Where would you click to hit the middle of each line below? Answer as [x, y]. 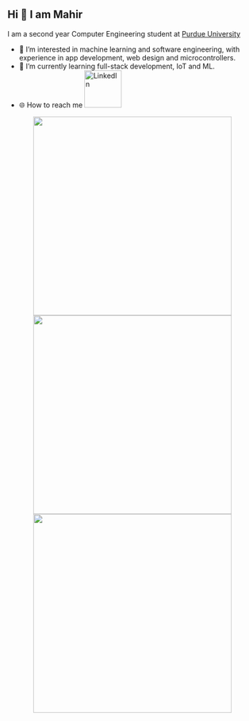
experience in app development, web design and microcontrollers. [127, 57]
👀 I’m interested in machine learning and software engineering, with [129, 49]
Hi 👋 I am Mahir [45, 15]
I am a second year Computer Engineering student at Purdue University [124, 33]
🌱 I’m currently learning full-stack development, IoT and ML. [117, 66]
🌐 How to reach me [51, 105]
